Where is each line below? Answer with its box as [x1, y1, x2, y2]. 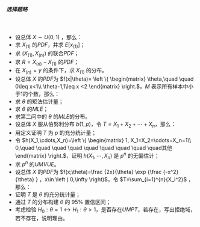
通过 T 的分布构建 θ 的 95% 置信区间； [14, 199, 111, 206]
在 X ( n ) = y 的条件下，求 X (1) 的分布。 [14, 67, 107, 75]
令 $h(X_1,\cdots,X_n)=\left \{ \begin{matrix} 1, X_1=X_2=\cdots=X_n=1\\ [14, 136, 192, 144]
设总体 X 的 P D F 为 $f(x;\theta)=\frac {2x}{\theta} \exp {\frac [14, 169, 162, 176]
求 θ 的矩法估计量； [14, 98, 64, 105]
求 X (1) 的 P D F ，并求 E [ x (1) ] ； [14, 41, 86, 49]
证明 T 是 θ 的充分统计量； [14, 191, 81, 198]
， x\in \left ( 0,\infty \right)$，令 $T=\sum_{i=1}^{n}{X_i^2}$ [39, 176, 187, 183]
